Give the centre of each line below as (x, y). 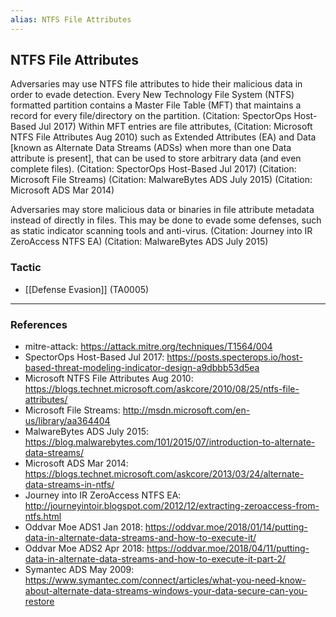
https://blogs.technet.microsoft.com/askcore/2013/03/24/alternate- (164, 474)
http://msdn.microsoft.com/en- (186, 410)
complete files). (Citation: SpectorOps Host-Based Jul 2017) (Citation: (153, 169)
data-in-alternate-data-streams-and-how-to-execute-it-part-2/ (155, 559)
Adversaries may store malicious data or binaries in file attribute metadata (162, 210)
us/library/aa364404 (67, 421)
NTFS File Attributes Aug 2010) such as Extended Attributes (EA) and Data (163, 137)
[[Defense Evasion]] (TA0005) (87, 289)
